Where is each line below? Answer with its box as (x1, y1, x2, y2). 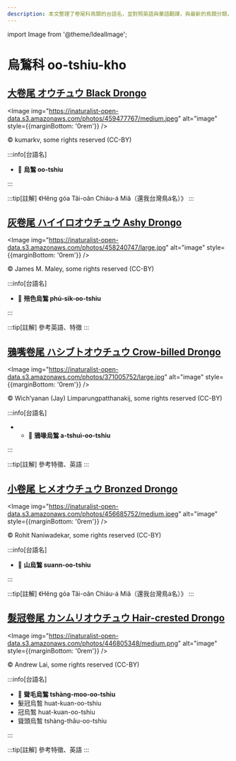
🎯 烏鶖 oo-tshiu (17, 165, 64, 174)
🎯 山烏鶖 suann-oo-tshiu (17, 561, 91, 570)
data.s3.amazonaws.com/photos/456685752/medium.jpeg (7, 510, 179, 518)
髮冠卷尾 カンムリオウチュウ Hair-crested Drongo (7, 612, 225, 624)
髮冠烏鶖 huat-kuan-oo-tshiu (17, 699, 102, 707)
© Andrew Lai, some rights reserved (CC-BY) (7, 660, 140, 669)
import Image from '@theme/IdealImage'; (7, 30, 127, 38)
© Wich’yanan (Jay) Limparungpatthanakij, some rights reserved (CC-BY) (7, 394, 223, 403)
